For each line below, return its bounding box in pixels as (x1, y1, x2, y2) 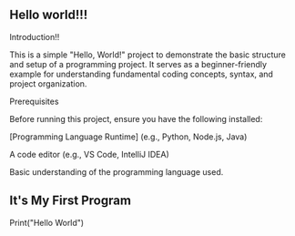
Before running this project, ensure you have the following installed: (9, 113, 263, 124)
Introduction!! (9, 31, 60, 42)
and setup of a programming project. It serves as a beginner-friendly (9, 58, 267, 69)
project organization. (9, 77, 87, 89)
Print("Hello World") (9, 217, 85, 228)
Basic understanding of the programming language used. (9, 166, 224, 177)
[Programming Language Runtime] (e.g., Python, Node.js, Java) (9, 131, 248, 142)
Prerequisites (9, 96, 59, 107)
